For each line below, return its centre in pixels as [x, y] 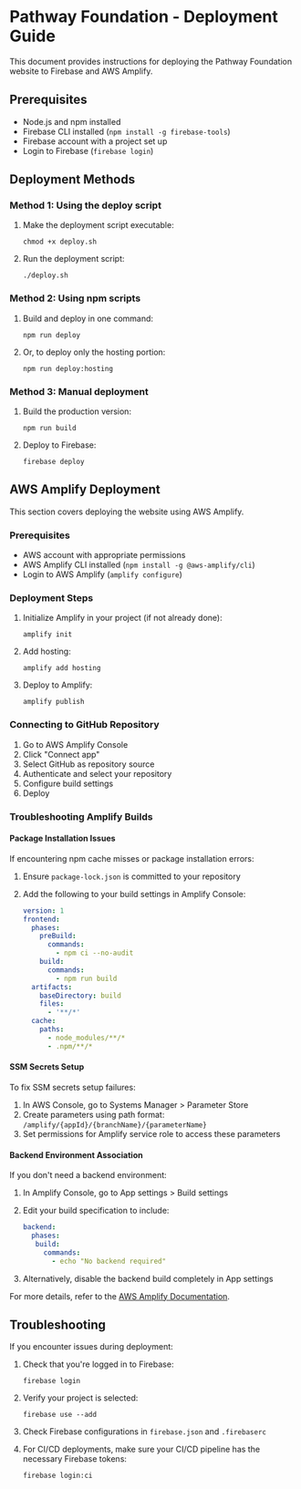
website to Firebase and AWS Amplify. [81, 71]
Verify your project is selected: [80, 1398]
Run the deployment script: [73, 259]
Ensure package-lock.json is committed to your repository [132, 876]
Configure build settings [68, 783]
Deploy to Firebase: [59, 445]
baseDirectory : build [80, 996]
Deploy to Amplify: [57, 685]
